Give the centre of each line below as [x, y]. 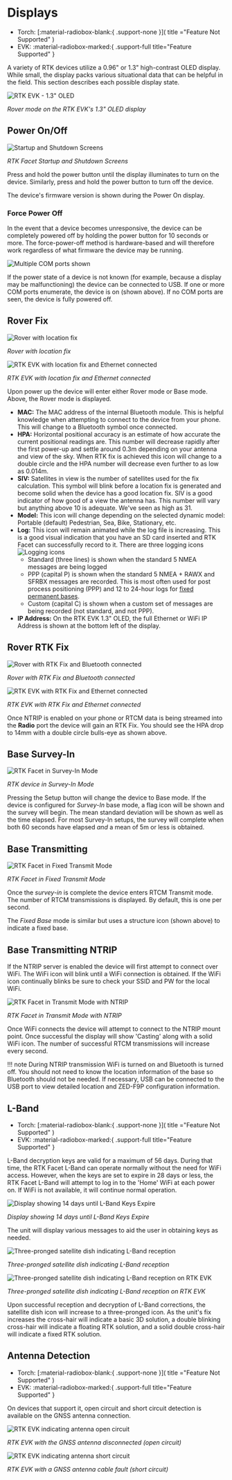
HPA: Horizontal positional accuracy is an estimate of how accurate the [119, 434]
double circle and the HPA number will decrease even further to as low [118, 464]
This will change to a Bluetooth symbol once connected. [97, 427]
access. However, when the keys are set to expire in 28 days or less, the [110, 1175]
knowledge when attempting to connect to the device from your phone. [119, 419]
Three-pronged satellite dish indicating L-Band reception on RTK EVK [106, 1291]
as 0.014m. [33, 471]
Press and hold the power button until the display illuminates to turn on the [113, 174]
